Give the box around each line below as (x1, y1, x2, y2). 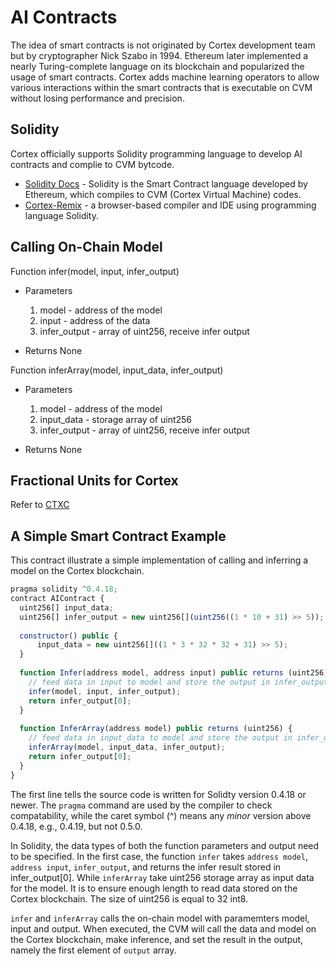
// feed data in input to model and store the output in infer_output (28, 677, 329, 687)
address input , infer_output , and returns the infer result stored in (10, 861, 282, 873)
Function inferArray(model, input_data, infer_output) (10, 364, 224, 376)
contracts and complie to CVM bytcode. (10, 158, 175, 170)
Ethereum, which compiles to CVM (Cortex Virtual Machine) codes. (24, 188, 302, 200)
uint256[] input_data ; (19, 602, 114, 613)
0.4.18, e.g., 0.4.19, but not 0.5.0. (10, 820, 143, 832)
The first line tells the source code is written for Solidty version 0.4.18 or (10, 788, 307, 800)
